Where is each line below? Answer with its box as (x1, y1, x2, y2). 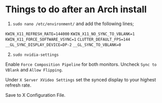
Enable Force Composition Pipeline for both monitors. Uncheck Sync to (5, 61, 157, 67)
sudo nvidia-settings (12, 52, 59, 57)
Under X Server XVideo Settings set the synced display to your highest (5, 76, 156, 83)
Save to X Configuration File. (5, 92, 65, 98)
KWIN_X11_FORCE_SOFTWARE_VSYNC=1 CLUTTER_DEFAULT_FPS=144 (5, 37, 130, 42)
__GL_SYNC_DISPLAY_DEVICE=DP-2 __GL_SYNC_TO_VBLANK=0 (5, 42, 121, 47)
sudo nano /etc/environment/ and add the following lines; (12, 20, 134, 27)
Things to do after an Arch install (5, 4, 147, 15)
